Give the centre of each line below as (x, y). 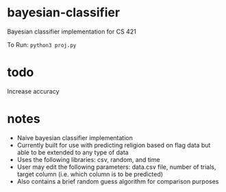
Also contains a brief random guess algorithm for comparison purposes (118, 181)
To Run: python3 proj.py (42, 44)
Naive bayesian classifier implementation (75, 137)
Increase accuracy (33, 91)
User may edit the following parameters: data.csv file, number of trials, (116, 167)
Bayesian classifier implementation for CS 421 (72, 31)
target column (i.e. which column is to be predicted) (90, 174)
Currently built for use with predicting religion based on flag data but (114, 145)
